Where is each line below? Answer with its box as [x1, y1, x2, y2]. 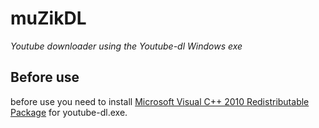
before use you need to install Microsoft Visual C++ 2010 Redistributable [10, 95, 310, 107]
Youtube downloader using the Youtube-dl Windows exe [10, 40, 243, 52]
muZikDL [10, 7, 87, 30]
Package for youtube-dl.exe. [10, 106, 128, 118]
